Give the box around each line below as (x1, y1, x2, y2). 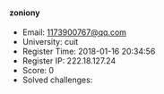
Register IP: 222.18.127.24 (22, 56, 117, 66)
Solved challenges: (22, 74, 93, 85)
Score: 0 (22, 65, 55, 76)
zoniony (9, 7, 40, 18)
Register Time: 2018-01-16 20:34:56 (22, 46, 156, 57)
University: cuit (22, 37, 79, 47)
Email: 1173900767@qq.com (22, 27, 127, 38)
